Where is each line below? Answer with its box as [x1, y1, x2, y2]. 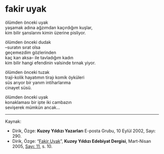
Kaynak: [5, 118, 21, 124]
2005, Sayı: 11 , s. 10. [12, 143, 53, 149]
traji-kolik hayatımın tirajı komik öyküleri [5, 74, 84, 80]
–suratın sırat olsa [5, 44, 41, 50]
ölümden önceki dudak [5, 39, 51, 45]
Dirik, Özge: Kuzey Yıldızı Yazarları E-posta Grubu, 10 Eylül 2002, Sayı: [12, 128, 156, 134]
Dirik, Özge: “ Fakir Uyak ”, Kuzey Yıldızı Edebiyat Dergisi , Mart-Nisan [12, 138, 151, 144]
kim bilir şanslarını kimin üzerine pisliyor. [5, 30, 86, 35]
